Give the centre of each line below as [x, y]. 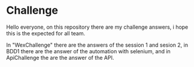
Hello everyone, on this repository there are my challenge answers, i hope [97, 27]
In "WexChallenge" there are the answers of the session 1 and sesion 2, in [97, 45]
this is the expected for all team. [46, 33]
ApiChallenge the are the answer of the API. [60, 57]
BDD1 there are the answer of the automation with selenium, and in [88, 51]
